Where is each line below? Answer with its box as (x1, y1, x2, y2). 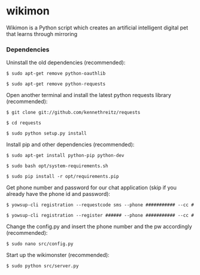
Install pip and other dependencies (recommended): (6, 141, 135, 148)
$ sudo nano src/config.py (6, 241, 74, 247)
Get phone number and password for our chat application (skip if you (6, 184, 177, 191)
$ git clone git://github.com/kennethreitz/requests (6, 110, 141, 116)
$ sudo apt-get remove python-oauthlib (6, 71, 106, 77)
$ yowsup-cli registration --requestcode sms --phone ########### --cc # (6, 202, 195, 208)
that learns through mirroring (6, 30, 78, 37)
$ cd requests (6, 120, 42, 126)
